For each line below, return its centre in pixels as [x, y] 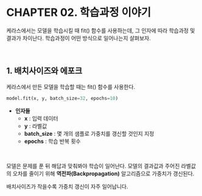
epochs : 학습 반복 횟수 [52, 141]
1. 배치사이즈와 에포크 [44, 71]
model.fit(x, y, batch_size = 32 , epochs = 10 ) [62, 98]
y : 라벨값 [36, 126]
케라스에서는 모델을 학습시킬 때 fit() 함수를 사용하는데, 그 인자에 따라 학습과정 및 [101, 30]
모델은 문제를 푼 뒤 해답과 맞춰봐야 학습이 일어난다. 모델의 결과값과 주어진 [93, 166]
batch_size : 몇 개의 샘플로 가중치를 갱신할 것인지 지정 [89, 133]
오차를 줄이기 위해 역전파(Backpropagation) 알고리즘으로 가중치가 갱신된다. [103, 173]
